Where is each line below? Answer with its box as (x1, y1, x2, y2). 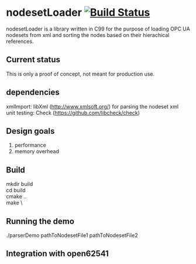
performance (14, 141, 47, 149)
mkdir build (6, 181, 33, 188)
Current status (6, 55, 60, 65)
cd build (6, 187, 26, 194)
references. (6, 38, 34, 45)
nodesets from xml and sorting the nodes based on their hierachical (6, 31, 170, 38)
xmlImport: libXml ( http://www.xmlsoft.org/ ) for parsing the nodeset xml (6, 103, 179, 110)
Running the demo (6, 216, 75, 226)
